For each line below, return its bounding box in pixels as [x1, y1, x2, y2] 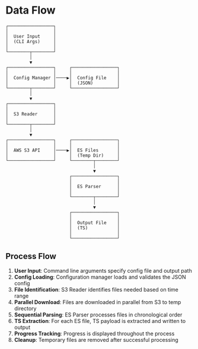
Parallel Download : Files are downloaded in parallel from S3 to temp [14, 298, 181, 305]
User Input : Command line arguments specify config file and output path [14, 267, 192, 274]
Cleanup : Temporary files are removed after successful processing [14, 336, 178, 343]
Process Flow [5, 251, 57, 261]
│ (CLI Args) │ [5, 38, 57, 44]
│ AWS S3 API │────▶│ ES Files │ [5, 147, 120, 153]
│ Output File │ [69, 219, 120, 225]
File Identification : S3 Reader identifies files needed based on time [14, 286, 179, 293]
